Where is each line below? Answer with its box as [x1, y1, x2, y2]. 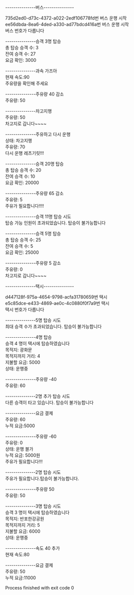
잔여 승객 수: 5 [5, 243, 34, 249]
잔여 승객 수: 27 [5, 51, 36, 57]
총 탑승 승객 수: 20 [5, 167, 42, 173]
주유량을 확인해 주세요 [5, 80, 49, 86]
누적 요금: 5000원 [5, 452, 41, 458]
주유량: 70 [5, 144, 26, 150]
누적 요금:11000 [5, 575, 36, 580]
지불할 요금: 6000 [5, 528, 41, 534]
